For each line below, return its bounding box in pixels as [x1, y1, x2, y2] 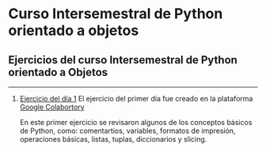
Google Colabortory [19, 102, 85, 112]
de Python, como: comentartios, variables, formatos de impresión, [19, 126, 236, 135]
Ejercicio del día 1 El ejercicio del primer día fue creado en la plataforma [19, 94, 253, 103]
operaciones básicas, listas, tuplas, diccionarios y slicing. [19, 135, 207, 143]
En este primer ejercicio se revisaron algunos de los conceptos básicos [19, 118, 253, 127]
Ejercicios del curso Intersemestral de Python [8, 53, 237, 66]
